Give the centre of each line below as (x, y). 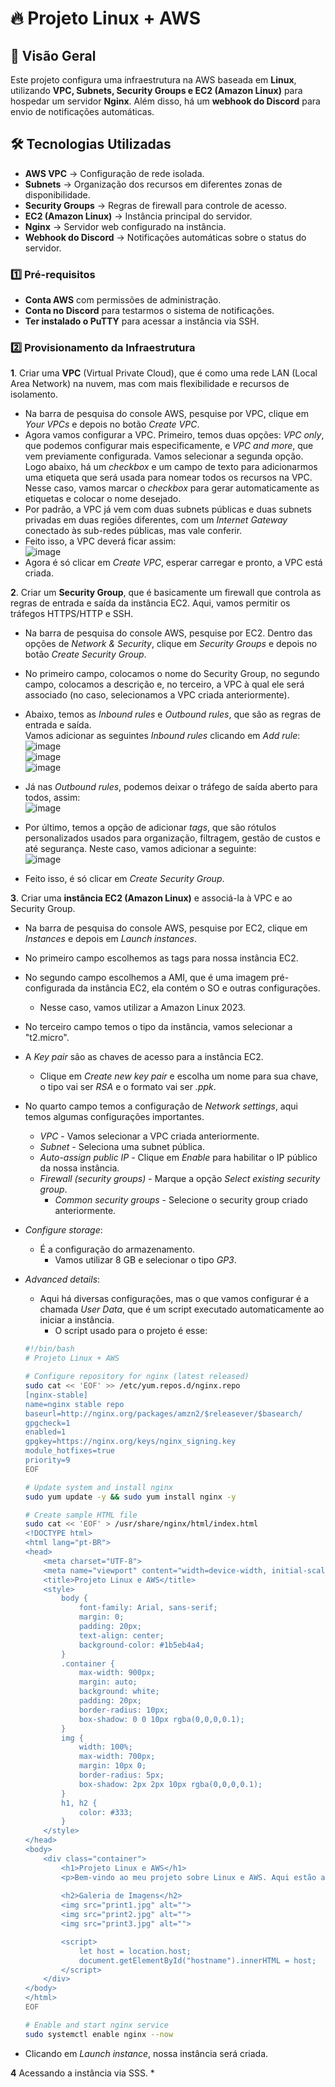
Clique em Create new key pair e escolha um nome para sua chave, (179, 1076)
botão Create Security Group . (85, 654)
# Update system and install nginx (99, 1487)
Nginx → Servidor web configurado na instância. (125, 226)
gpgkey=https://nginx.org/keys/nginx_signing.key (130, 1442)
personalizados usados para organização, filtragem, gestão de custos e (172, 838)
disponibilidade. (57, 194)
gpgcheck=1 (47, 1423)
